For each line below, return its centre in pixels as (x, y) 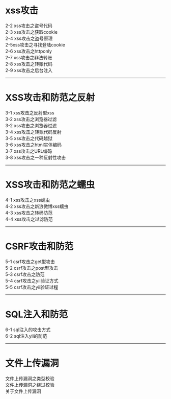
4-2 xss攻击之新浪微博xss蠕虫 (37, 206)
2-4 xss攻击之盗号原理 (29, 38)
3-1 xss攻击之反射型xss (30, 112)
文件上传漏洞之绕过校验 (30, 385)
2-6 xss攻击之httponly (29, 51)
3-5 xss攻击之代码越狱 (29, 138)
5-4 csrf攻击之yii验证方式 (32, 280)
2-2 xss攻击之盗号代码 (29, 26)
